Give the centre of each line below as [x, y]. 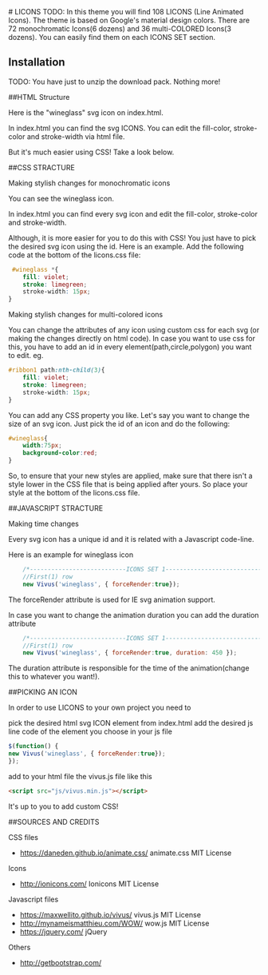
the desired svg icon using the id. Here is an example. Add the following [126, 246]
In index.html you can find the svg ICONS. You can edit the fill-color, [120, 128]
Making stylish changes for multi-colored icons [86, 315]
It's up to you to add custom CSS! [63, 806]
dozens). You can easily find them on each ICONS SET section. [112, 37]
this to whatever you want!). [54, 677]
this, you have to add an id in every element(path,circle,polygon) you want [130, 347]
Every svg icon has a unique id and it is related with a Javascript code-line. [131, 539]
